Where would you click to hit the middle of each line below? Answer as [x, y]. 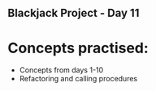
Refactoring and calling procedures [78, 79]
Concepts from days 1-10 [61, 70]
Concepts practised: [78, 48]
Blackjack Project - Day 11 [74, 13]
